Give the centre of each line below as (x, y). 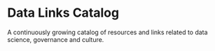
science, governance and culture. (56, 39)
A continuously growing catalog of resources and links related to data (107, 32)
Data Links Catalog (63, 13)
